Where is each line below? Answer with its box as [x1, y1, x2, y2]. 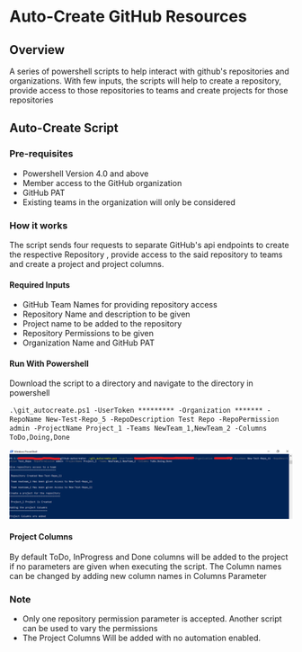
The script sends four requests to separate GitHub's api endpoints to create [9, 239, 289, 250]
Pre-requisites [9, 147, 74, 160]
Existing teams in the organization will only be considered [22, 196, 235, 208]
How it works [9, 219, 68, 231]
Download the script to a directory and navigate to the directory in [9, 378, 253, 389]
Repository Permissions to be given [22, 328, 155, 339]
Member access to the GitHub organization [22, 177, 182, 188]
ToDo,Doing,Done [9, 433, 70, 442]
